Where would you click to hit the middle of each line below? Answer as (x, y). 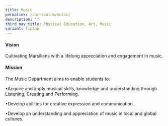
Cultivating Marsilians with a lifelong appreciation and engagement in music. (84, 56)
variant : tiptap (22, 29)
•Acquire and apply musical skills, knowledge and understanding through (81, 88)
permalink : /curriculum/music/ (38, 15)
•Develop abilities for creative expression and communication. (70, 103)
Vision (12, 45)
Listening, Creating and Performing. (42, 94)
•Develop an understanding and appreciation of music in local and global (81, 113)
